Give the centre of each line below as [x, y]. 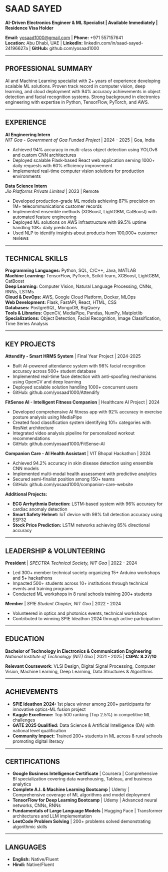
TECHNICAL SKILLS [36, 258]
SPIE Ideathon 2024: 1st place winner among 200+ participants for [82, 704]
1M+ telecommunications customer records [57, 206]
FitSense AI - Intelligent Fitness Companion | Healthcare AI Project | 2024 [82, 402]
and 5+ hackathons [32, 578]
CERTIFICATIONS [32, 762]
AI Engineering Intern [28, 134]
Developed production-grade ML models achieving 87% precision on [83, 201]
